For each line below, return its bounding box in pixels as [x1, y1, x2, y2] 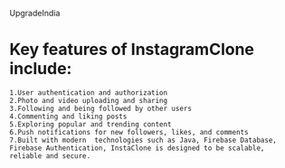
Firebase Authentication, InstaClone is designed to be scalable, [9, 144, 265, 153]
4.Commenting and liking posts [9, 112, 128, 121]
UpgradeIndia [9, 8, 61, 18]
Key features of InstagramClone [9, 40, 255, 60]
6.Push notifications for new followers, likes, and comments [9, 127, 249, 136]
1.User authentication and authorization [9, 88, 168, 98]
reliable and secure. [9, 151, 91, 161]
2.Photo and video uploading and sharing [9, 96, 168, 105]
